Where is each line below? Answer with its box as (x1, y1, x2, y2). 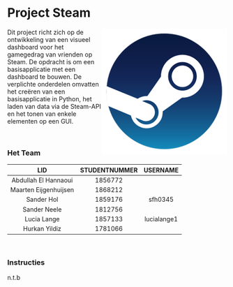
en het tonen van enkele (7, 110, 77, 118)
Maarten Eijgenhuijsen (10, 186, 75, 194)
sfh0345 (149, 196, 174, 204)
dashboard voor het (7, 43, 64, 51)
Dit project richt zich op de (7, 28, 84, 36)
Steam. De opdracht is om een (7, 57, 95, 66)
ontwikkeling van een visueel (7, 35, 91, 43)
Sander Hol (26, 196, 59, 204)
